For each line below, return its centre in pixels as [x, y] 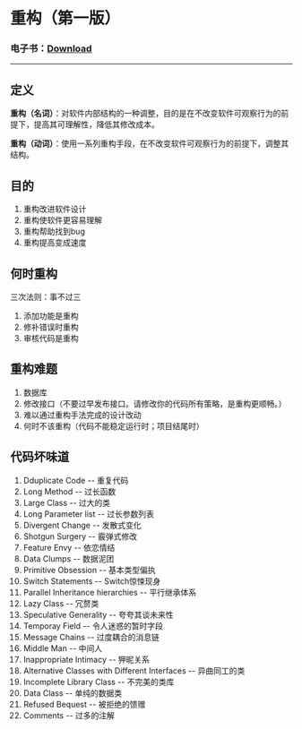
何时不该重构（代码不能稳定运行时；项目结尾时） [113, 425]
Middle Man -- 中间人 [63, 648]
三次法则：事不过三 [46, 296]
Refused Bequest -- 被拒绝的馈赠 [84, 704]
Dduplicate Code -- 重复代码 [76, 480]
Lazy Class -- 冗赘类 [61, 603]
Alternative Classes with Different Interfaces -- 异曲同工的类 [134, 670]
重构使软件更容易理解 [62, 220]
